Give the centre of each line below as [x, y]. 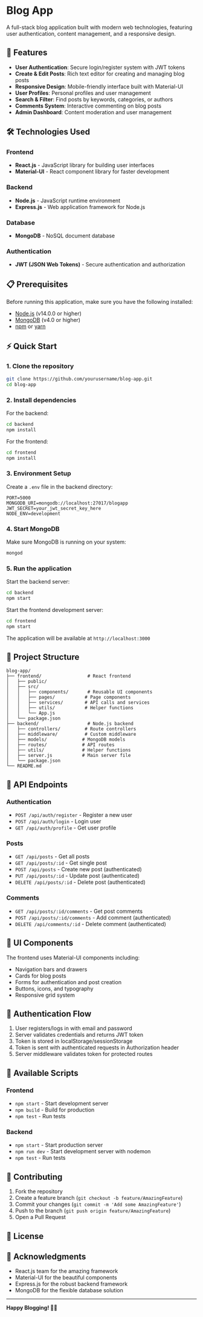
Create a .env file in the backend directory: [60, 486]
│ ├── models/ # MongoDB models [66, 740]
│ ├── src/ [23, 687]
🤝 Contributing [34, 1177]
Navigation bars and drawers [51, 969]
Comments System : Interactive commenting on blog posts [88, 106]
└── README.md [24, 766]
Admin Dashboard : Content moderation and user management [93, 112]
